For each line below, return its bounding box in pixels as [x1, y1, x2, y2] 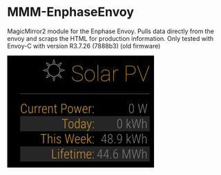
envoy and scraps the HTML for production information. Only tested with [7, 34, 214, 42]
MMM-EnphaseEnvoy [7, 4, 135, 20]
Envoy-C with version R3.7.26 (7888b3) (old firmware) [7, 42, 161, 50]
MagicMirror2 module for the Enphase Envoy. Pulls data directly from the [7, 27, 214, 35]
